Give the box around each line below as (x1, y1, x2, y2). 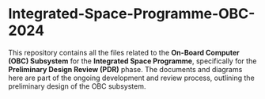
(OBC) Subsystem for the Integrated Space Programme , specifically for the (8, 56, 257, 66)
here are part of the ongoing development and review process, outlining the (8, 73, 255, 82)
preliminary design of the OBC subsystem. (8, 81, 146, 91)
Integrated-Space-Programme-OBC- (8, 5, 256, 23)
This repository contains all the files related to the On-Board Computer (8, 48, 240, 57)
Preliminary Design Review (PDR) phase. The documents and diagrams (8, 64, 243, 74)
